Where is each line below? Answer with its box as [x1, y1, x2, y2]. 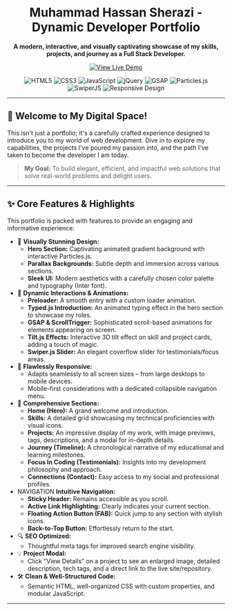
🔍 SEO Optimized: [17, 531, 71, 540]
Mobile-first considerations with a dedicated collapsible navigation [27, 384, 217, 392]
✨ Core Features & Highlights [7, 198, 135, 210]
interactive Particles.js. [27, 252, 93, 260]
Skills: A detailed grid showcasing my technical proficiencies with [27, 414, 215, 422]
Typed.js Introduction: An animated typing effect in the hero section [27, 303, 223, 311]
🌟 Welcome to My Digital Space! [7, 110, 148, 122]
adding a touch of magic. [27, 340, 99, 348]
